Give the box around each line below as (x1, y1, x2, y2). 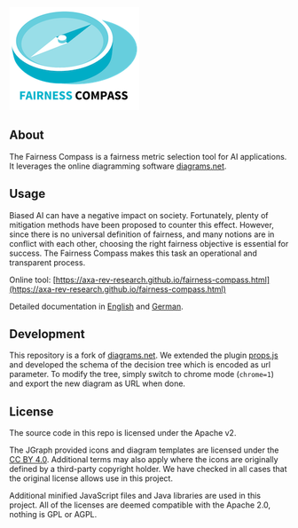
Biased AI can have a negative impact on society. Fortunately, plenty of (9, 209, 269, 220)
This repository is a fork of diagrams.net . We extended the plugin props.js (9, 350, 278, 361)
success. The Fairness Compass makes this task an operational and (9, 248, 257, 258)
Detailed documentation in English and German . (9, 301, 184, 311)
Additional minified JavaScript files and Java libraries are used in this (9, 491, 262, 501)
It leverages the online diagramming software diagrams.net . (9, 161, 227, 171)
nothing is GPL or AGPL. (9, 509, 98, 520)
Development (9, 327, 86, 342)
